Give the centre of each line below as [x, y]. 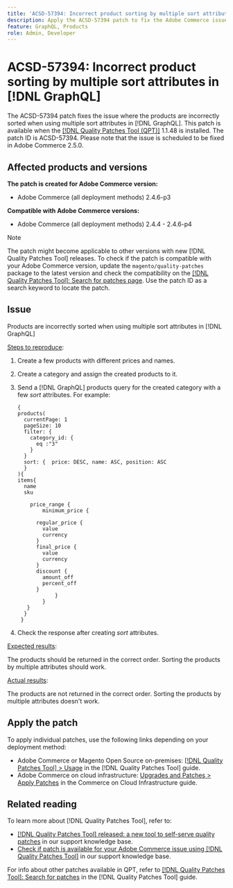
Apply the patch [43, 723]
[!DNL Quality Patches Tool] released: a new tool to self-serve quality [116, 834]
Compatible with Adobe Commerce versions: [74, 211]
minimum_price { [66, 510]
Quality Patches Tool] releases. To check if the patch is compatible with [109, 258]
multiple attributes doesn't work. [54, 701]
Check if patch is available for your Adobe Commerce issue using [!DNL [120, 849]
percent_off [60, 583]
